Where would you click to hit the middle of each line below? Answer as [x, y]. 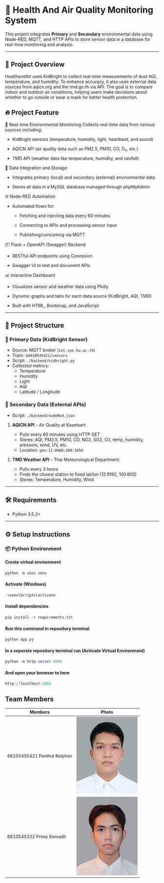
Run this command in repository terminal [47, 628]
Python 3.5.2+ [26, 514]
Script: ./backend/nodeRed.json [43, 415]
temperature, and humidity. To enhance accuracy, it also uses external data [81, 81]
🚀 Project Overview [35, 65]
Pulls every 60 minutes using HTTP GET [60, 434]
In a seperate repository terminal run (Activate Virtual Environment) [75, 650]
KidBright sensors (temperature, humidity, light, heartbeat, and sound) [83, 139]
